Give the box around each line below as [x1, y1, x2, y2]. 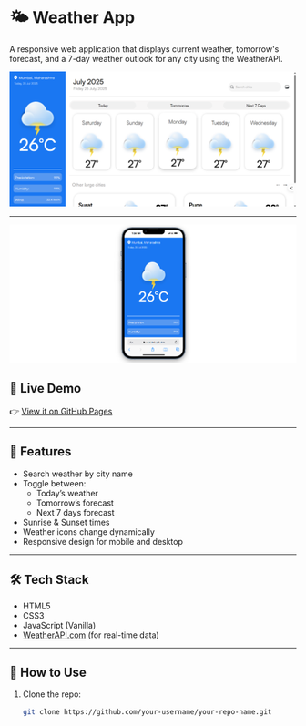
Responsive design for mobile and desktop [22, 536, 184, 547]
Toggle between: [22, 477, 87, 488]
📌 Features [9, 444, 72, 460]
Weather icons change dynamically [22, 526, 155, 537]
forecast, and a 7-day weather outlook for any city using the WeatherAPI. [9, 53, 284, 64]
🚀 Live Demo [9, 381, 82, 396]
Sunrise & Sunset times [22, 516, 110, 527]
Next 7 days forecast [36, 506, 116, 517]
